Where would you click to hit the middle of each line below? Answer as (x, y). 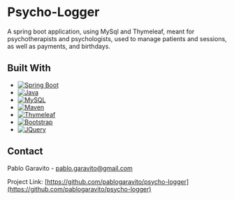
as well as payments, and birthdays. (59, 46)
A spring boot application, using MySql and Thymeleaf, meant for (101, 31)
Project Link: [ (27, 181)
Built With (29, 68)
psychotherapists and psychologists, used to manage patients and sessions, (117, 38)
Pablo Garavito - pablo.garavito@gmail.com (70, 168)
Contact (25, 152)
